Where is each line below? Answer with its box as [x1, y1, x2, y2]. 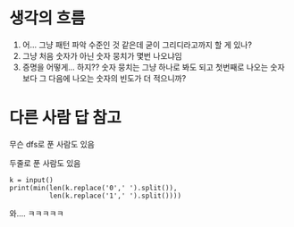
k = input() [9, 175, 54, 184]
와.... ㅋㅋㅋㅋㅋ [9, 207, 64, 219]
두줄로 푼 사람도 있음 [9, 157, 81, 168]
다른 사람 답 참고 [9, 108, 122, 128]
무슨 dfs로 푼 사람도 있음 [9, 139, 96, 149]
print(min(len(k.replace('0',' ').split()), [9, 183, 178, 192]
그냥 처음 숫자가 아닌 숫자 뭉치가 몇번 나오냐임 [21, 50, 182, 61]
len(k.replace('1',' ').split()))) [48, 191, 181, 200]
